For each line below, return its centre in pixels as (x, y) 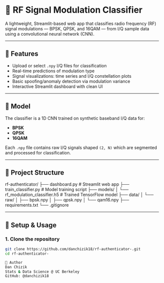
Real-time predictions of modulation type (53, 71)
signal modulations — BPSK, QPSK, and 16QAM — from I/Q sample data (77, 28)
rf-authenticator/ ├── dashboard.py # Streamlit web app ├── (67, 184)
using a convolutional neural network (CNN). (50, 34)
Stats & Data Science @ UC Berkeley (42, 272)
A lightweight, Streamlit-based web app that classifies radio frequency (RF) (81, 23)
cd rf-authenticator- (27, 254)
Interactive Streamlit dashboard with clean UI (57, 86)
